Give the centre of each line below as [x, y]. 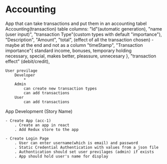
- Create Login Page [27, 139]
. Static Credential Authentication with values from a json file [87, 147]
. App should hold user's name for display [62, 156]
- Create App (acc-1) [28, 121]
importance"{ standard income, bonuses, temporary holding [68, 50]
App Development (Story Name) [39, 111]
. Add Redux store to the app [47, 129]
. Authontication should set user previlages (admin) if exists [84, 152]
